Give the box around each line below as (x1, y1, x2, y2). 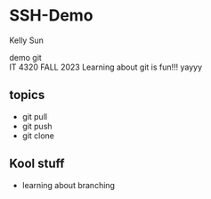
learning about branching (21, 179, 116, 190)
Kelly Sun (9, 35, 45, 46)
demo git (9, 52, 42, 62)
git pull (21, 111, 47, 121)
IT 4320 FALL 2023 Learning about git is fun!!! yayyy (9, 62, 203, 72)
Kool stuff (9, 156, 65, 171)
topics (9, 87, 45, 103)
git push (21, 120, 53, 131)
